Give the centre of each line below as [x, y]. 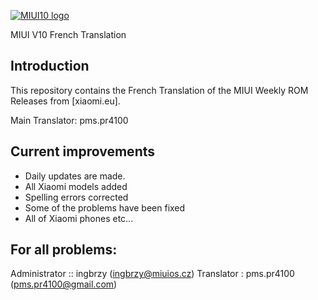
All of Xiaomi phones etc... [79, 218]
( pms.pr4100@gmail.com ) [64, 284]
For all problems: [64, 250]
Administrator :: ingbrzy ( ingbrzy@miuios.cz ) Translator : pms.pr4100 [152, 274]
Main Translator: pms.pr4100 [69, 120]
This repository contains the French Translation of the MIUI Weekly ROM [159, 90]
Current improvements [82, 151]
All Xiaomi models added [76, 186]
